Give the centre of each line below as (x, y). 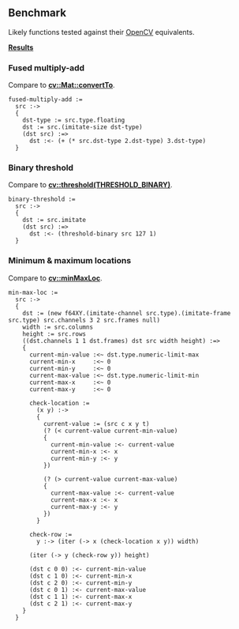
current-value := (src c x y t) (96, 424)
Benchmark (37, 13)
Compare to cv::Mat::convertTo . (62, 85)
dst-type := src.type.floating (74, 121)
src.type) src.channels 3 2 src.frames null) (84, 320)
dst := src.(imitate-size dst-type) (83, 127)
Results (21, 47)
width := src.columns (58, 327)
